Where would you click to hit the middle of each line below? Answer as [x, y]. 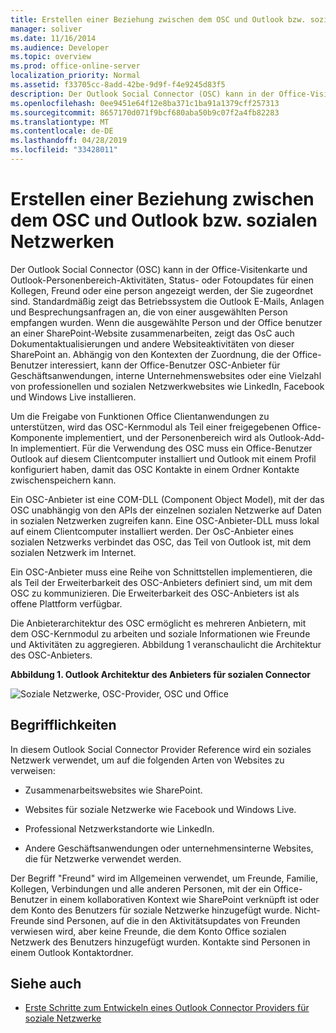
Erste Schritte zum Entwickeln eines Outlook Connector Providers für [167, 1008]
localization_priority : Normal [75, 76]
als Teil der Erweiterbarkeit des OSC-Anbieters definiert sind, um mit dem [161, 582]
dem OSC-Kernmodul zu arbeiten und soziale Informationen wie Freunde [160, 633]
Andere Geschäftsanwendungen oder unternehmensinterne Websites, [169, 848]
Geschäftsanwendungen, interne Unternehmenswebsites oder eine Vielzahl [166, 375]
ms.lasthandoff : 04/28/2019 [69, 141]
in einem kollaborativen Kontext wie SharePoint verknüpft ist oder [184, 899]
